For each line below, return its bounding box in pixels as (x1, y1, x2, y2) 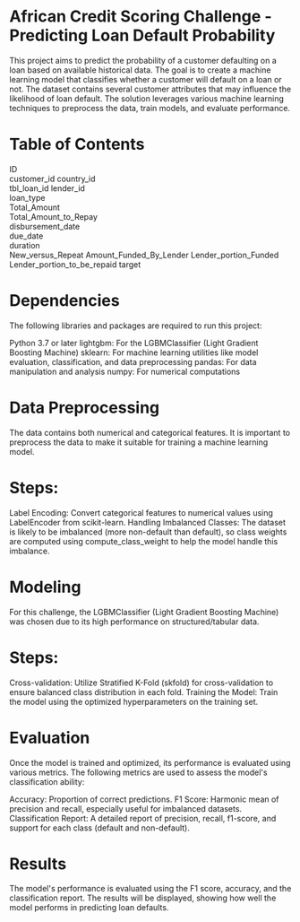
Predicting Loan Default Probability (9, 25, 276, 46)
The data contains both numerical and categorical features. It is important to (9, 427, 291, 438)
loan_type (9, 192, 46, 203)
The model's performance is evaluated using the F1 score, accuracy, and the (9, 883, 292, 894)
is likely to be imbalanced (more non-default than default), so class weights (9, 526, 287, 537)
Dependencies (9, 291, 120, 311)
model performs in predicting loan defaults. (9, 902, 169, 913)
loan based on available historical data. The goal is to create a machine (9, 65, 271, 75)
